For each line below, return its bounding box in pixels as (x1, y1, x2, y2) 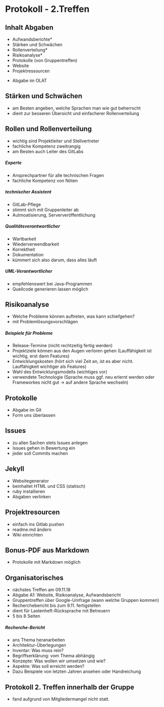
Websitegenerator (12, 477, 49, 484)
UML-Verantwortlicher (5, 268, 53, 274)
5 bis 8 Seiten (12, 613, 41, 619)
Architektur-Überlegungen (12, 642, 66, 648)
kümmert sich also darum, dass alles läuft (12, 257, 97, 263)
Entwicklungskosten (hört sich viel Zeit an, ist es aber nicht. (12, 358, 134, 364)
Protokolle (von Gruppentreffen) (12, 58, 78, 63)
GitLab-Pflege (12, 201, 41, 207)
